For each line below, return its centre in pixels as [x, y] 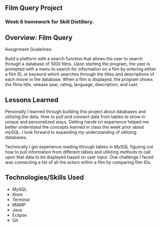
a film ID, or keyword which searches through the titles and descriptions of [80, 74]
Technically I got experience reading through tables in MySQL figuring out [79, 147]
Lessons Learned [32, 100]
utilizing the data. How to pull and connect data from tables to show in [75, 117]
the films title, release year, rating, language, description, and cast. [72, 85]
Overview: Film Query [39, 38]
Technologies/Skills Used [45, 178]
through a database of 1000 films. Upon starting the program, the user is [78, 64]
